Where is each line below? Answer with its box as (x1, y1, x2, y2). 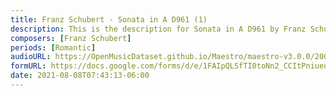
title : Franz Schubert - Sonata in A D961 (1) (10, 14, 208, 25)
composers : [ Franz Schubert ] (10, 33, 132, 43)
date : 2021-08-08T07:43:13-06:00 (10, 71, 150, 81)
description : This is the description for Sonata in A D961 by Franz (10, 24, 307, 34)
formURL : (10, 61, 47, 71)
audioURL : (10, 52, 52, 62)
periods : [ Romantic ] (10, 42, 97, 53)
